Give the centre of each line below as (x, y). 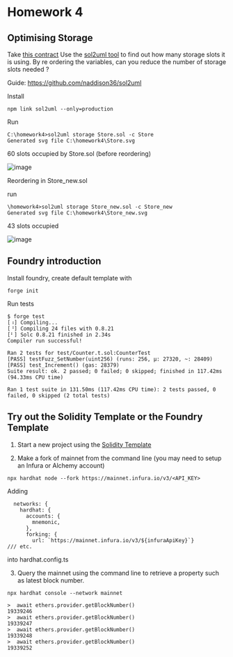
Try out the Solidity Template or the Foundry (105, 417)
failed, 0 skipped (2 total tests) (59, 395)
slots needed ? (28, 69)
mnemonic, (46, 522)
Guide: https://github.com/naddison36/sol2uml (74, 83)
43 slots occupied (33, 226)
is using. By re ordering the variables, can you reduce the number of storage (117, 62)
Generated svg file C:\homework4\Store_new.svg (78, 213)
